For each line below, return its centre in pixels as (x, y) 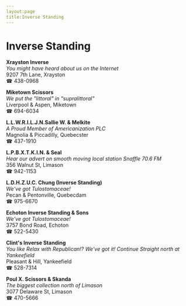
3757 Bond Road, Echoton (37, 225)
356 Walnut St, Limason (35, 165)
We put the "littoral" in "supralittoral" (50, 99)
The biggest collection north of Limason (54, 285)
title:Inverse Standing (35, 17)
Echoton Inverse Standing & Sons (47, 213)
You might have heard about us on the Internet (62, 69)
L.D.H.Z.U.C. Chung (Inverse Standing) (54, 183)
